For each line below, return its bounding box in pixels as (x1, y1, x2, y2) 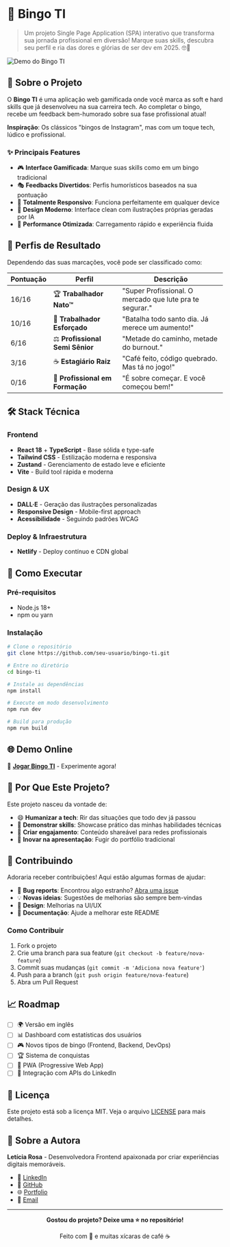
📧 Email (16, 1196, 39, 1204)
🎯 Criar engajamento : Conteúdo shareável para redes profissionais (16, 827, 207, 836)
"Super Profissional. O (122, 286, 194, 295)
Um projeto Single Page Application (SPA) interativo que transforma (23, 29, 215, 37)
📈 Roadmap (7, 999, 60, 1010)
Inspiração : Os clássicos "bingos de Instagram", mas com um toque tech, (7, 123, 216, 131)
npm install (7, 687, 41, 694)
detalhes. (7, 1115, 34, 1123)
